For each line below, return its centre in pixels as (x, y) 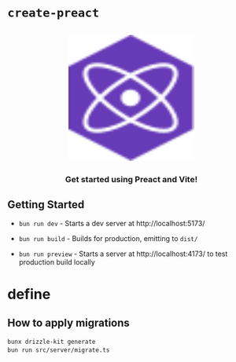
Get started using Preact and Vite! (131, 179)
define (29, 294)
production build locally (57, 262)
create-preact (53, 13)
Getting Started (46, 205)
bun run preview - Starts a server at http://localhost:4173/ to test (123, 254)
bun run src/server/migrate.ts (59, 350)
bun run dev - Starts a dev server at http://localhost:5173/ (112, 224)
